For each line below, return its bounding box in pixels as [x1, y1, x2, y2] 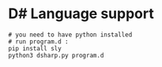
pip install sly [8, 44, 62, 52]
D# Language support [8, 5, 154, 23]
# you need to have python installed [8, 31, 133, 39]
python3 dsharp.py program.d [8, 51, 104, 59]
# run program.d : [8, 37, 69, 46]
